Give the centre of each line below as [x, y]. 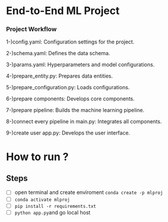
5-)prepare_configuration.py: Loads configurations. [68, 88]
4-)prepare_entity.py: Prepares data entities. [59, 76]
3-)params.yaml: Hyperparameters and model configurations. [80, 65]
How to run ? [37, 157]
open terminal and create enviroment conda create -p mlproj [89, 193]
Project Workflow [31, 29]
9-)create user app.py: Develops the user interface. [68, 133]
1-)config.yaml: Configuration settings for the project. [70, 42]
